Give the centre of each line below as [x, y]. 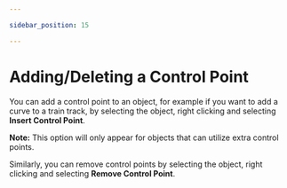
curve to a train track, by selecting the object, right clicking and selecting [143, 111]
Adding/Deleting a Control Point [129, 77]
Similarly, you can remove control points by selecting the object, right [136, 164]
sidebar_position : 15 [49, 25]
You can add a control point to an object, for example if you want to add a [143, 101]
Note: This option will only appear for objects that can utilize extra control [144, 137]
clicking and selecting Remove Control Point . [92, 173]
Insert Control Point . [48, 120]
